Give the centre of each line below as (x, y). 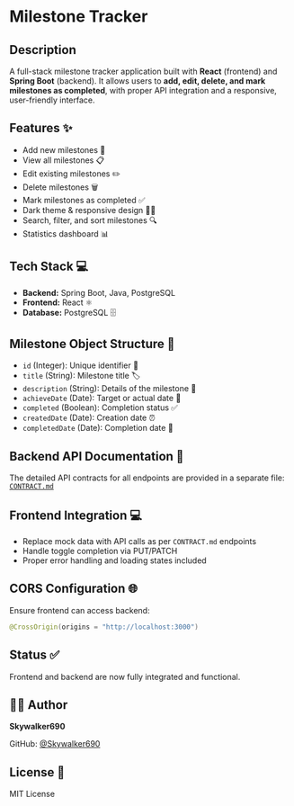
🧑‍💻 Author (39, 705)
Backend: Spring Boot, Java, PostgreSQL (99, 292)
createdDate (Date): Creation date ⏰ (89, 418)
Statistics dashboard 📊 (66, 233)
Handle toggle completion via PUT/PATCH (100, 551)
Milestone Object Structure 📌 (92, 344)
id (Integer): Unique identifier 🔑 (80, 365)
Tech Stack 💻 (49, 267)
